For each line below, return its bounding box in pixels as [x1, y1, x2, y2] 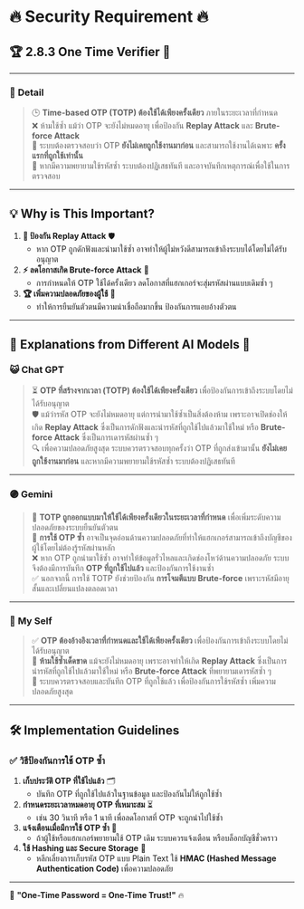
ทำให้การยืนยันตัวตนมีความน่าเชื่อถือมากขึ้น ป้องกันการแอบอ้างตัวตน [35, 301, 237, 312]
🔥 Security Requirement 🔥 [9, 6, 209, 27]
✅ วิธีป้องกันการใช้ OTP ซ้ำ [9, 754, 106, 767]
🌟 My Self [9, 615, 52, 627]
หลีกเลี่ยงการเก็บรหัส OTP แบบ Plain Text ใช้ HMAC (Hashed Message [35, 853, 277, 864]
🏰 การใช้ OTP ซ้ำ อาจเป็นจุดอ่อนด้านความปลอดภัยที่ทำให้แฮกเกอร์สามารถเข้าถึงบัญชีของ [31, 532, 292, 543]
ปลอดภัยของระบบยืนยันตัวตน [31, 522, 119, 533]
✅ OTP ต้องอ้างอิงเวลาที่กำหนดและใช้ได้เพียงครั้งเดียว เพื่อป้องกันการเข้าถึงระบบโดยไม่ [31, 636, 289, 646]
